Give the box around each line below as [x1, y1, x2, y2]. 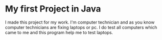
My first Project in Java [5, 3, 101, 14]
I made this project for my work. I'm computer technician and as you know [5, 19, 155, 25]
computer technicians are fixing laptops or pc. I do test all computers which [5, 24, 158, 30]
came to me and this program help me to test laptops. [5, 29, 114, 35]
